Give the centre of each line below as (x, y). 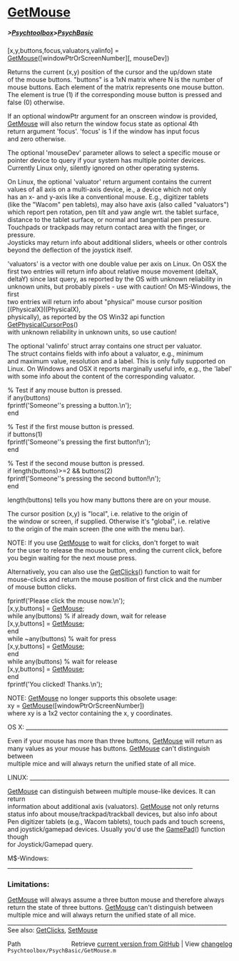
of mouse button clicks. (42, 587)
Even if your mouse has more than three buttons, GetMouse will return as (115, 741)
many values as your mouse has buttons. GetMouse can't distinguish (109, 749)
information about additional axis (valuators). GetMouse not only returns (113, 807)
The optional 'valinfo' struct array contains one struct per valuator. (105, 346)
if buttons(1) (25, 434)
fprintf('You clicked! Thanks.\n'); (55, 684)
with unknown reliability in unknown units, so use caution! (92, 332)
